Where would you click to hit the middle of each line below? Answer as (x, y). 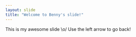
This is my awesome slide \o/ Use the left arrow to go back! (68, 29)
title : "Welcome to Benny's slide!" (44, 15)
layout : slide (21, 10)
